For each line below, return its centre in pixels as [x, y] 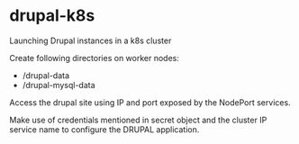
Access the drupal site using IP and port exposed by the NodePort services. [150, 102]
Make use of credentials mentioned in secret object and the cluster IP [138, 120]
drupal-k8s [52, 16]
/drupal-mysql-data [59, 85]
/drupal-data [46, 75]
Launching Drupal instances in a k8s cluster [91, 40]
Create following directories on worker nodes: [95, 58]
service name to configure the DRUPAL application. [104, 129]
